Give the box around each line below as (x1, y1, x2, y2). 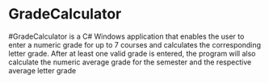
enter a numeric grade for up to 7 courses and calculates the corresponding (8, 39, 261, 49)
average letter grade (8, 65, 77, 75)
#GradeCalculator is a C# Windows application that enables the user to (8, 31, 245, 41)
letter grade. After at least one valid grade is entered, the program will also (8, 48, 256, 58)
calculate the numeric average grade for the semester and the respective (8, 57, 252, 67)
